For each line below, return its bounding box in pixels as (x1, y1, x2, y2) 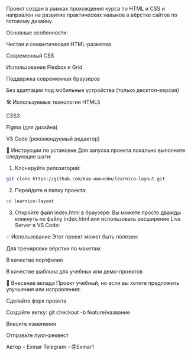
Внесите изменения (6, 320, 57, 327)
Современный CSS (6, 52, 54, 59)
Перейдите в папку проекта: (14, 186, 87, 193)
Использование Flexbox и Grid (6, 63, 83, 71)
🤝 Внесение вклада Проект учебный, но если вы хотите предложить (6, 279, 180, 287)
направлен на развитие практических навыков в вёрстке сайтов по (6, 11, 177, 18)
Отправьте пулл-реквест (6, 332, 69, 339)
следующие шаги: (6, 153, 52, 160)
